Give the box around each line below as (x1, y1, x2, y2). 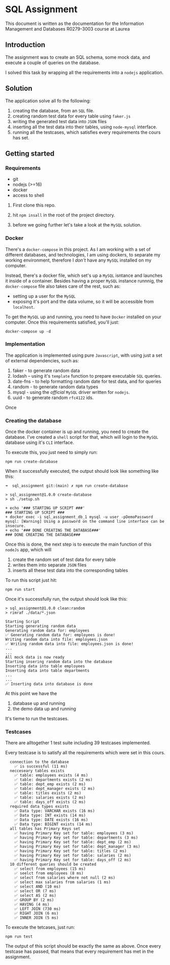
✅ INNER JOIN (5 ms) (14, 915, 59, 921)
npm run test (5, 934, 33, 940)
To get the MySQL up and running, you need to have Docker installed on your (5, 314, 161, 320)
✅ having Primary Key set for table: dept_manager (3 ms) (14, 844, 141, 849)
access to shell (12, 192, 44, 198)
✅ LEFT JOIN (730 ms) (14, 906, 61, 912)
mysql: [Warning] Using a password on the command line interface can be (5, 519, 165, 524)
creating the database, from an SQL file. (12, 107, 95, 113)
